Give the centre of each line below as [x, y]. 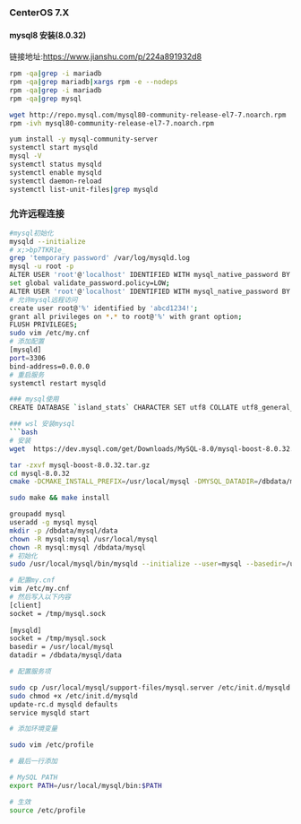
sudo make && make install [60, 498]
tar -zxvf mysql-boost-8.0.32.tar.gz [80, 465]
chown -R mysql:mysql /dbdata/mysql [77, 547]
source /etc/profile [48, 810]
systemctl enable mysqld [56, 172]
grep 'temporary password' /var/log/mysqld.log [100, 258]
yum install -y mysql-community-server [84, 139]
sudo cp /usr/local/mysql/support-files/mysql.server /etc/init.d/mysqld [150, 688]
